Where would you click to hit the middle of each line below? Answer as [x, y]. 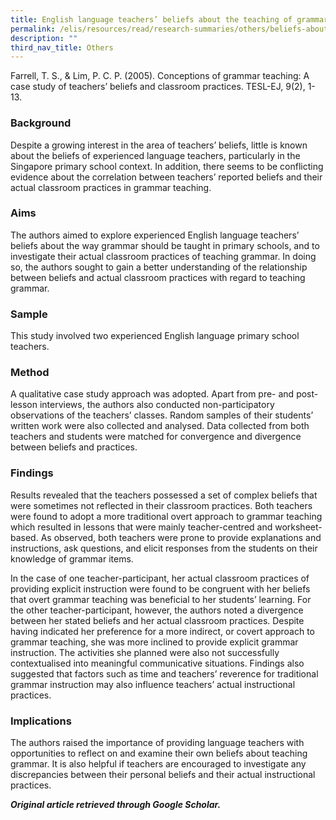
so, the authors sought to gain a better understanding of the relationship [159, 267]
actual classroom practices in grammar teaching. [111, 187]
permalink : [33, 29]
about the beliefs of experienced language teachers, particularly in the [155, 155]
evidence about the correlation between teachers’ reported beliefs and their [166, 177]
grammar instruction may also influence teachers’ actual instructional [153, 684]
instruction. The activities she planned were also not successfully [145, 652]
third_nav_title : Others [62, 47]
